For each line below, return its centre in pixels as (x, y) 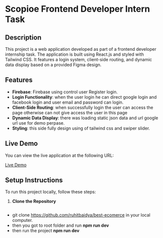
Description (23, 37)
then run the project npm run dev (46, 231)
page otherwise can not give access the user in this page (70, 112)
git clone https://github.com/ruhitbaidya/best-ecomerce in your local (81, 215)
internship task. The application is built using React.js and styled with (74, 54)
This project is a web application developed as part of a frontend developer (81, 49)
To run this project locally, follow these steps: (51, 192)
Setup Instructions (34, 180)
